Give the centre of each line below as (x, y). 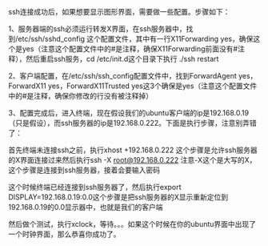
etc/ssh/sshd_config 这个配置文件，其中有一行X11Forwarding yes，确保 (136, 39)
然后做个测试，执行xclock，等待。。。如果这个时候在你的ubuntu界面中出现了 (132, 224)
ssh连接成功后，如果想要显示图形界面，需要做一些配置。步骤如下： (119, 12)
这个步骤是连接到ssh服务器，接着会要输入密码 (84, 170)
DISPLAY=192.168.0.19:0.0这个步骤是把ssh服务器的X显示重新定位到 (118, 197)
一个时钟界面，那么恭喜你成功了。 (64, 234)
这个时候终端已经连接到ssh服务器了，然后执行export (95, 187)
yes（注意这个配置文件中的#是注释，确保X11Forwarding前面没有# (130, 49)
